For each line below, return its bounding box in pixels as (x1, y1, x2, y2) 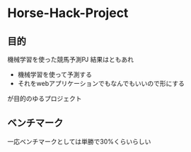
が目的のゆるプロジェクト (7, 94, 82, 102)
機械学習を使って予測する (17, 70, 93, 79)
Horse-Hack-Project (7, 5, 129, 21)
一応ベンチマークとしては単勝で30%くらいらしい (7, 137, 151, 146)
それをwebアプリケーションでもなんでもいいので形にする (17, 80, 185, 87)
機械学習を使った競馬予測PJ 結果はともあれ (7, 55, 134, 63)
